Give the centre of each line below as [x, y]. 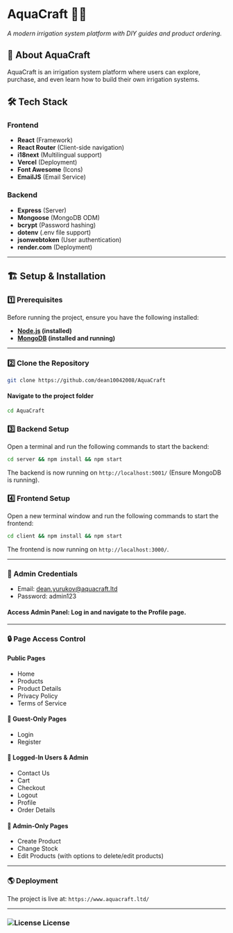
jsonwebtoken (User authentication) [69, 239]
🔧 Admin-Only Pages [38, 825]
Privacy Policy [37, 696]
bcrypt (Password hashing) [57, 225]
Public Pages [26, 658]
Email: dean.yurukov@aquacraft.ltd [67, 589]
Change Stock [37, 848]
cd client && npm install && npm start [65, 536]
